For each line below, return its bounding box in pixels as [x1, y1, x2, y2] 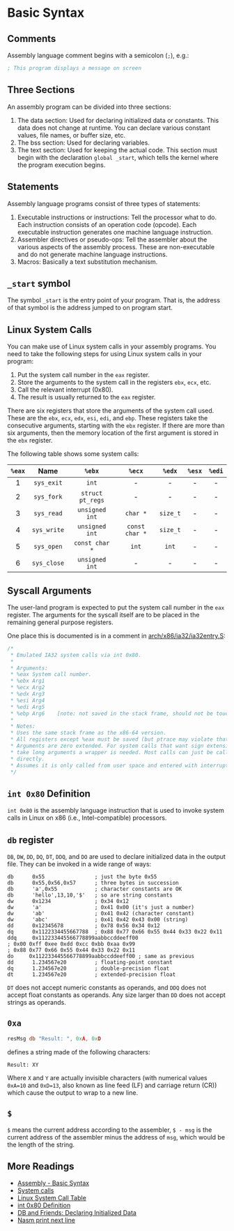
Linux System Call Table [17, 1194, 87, 1202]
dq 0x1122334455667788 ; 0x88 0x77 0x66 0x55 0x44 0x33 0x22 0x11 [7, 929, 223, 936]
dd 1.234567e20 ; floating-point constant [7, 959, 173, 966]
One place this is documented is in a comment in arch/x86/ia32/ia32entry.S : [7, 631, 226, 640]
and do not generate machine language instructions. [17, 250, 168, 258]
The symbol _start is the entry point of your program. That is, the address [7, 296, 221, 304]
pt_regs [79, 496, 104, 504]
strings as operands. [7, 998, 66, 1007]
